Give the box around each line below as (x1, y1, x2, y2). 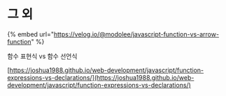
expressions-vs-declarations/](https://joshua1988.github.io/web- (7, 73, 195, 81)
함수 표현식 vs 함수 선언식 (7, 52, 78, 60)
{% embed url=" (7, 29, 55, 39)
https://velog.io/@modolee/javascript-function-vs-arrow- (53, 29, 219, 39)
